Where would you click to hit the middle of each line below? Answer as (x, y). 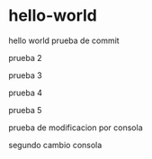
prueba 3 (25, 75)
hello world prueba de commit (64, 40)
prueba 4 (25, 93)
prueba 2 (25, 57)
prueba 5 (25, 110)
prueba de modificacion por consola (76, 128)
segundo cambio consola (55, 145)
